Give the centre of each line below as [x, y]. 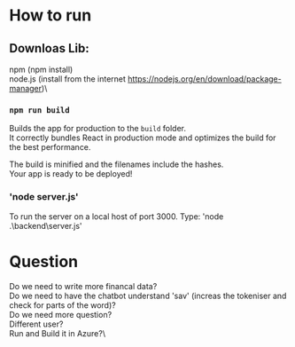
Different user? [36, 324]
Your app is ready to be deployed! [71, 174]
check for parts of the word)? [63, 305]
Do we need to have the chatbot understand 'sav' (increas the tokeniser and [148, 296]
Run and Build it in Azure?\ [58, 333]
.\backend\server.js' [46, 225]
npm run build [39, 110]
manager [26, 88]
